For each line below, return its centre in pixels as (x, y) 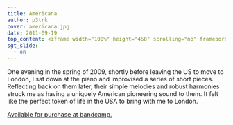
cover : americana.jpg (38, 26)
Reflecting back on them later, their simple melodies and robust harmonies (113, 86)
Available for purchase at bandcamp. (60, 114)
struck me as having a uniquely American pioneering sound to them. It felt (113, 93)
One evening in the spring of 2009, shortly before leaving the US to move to (115, 71)
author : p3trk (28, 20)
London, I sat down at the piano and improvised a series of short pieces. (110, 79)
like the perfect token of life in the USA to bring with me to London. (103, 101)
